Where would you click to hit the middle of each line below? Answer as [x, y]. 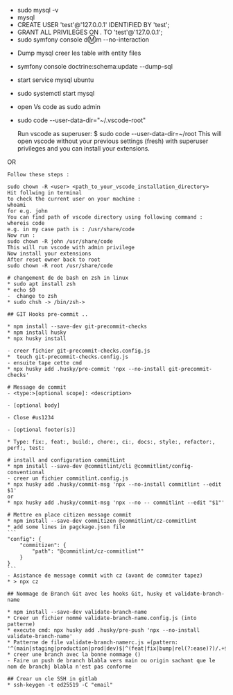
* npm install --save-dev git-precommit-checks [77, 326]
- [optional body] [34, 405]
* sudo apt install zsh [42, 284]
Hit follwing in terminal [44, 193]
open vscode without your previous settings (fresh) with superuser [113, 141]
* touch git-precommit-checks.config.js [68, 357]
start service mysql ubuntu [55, 80]
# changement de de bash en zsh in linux [68, 278]
